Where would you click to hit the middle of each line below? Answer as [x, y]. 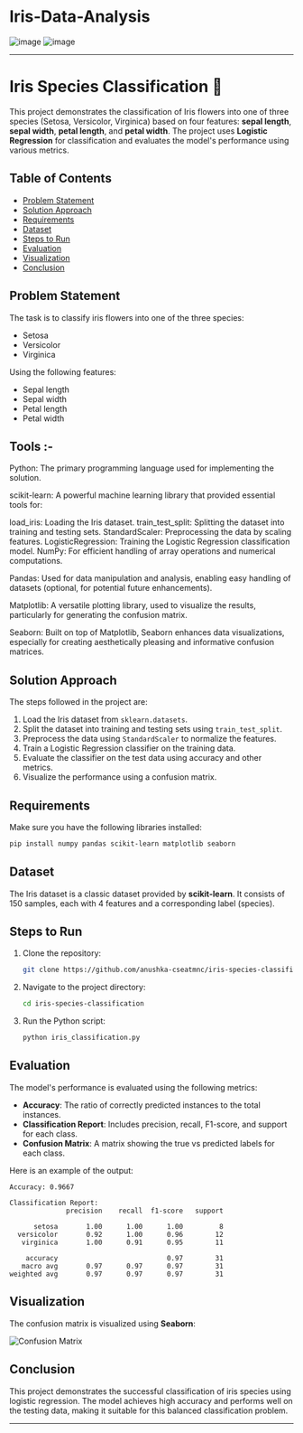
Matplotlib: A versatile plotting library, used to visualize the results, [133, 605]
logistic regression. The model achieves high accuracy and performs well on [151, 1400]
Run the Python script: [64, 1021]
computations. [36, 561]
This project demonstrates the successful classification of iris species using [150, 1391]
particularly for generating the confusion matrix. [98, 615]
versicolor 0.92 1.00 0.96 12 [120, 1234]
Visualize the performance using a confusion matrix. [119, 777]
